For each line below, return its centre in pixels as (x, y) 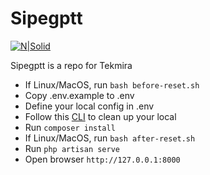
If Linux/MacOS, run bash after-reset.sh (110, 138)
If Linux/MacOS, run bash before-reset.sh (112, 84)
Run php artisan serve (72, 148)
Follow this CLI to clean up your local (100, 116)
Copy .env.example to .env (79, 95)
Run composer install (70, 127)
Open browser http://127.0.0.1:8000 (102, 159)
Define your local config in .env (89, 106)
